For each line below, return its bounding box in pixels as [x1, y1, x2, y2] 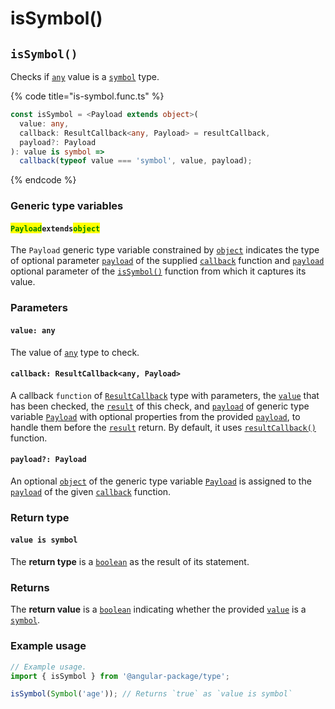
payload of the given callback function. [10, 485, 172, 497]
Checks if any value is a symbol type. [10, 71, 160, 82]
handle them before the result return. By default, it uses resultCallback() [10, 421, 317, 433]
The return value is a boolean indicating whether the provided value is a [10, 603, 307, 616]
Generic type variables [10, 199, 124, 213]
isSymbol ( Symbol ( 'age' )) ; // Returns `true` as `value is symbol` [10, 689, 293, 699]
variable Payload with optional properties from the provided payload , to [10, 410, 301, 422]
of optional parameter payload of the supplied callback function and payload [10, 255, 325, 267]
